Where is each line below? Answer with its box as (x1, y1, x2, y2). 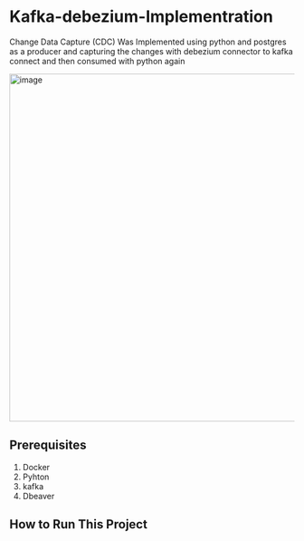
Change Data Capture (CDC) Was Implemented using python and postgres (9, 36, 287, 47)
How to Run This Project (9, 517, 147, 532)
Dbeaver (22, 490, 55, 501)
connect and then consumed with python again (9, 55, 185, 66)
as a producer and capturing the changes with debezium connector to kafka (9, 45, 294, 56)
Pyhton (22, 471, 50, 482)
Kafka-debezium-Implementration (9, 6, 273, 27)
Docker (22, 461, 51, 472)
